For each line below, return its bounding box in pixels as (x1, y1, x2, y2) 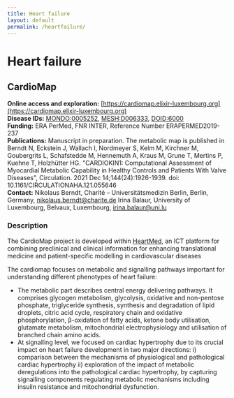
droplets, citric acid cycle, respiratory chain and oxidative (17, 308, 183, 316)
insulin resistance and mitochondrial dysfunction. (17, 382, 159, 391)
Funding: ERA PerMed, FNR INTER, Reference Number (7, 121, 165, 130)
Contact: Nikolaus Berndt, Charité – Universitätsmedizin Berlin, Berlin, (7, 189, 209, 197)
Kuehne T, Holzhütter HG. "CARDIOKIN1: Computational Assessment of (7, 159, 212, 168)
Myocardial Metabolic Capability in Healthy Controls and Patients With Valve (7, 166, 227, 175)
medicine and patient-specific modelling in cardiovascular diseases (7, 251, 201, 260)
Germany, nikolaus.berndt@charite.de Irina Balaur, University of (7, 196, 191, 205)
